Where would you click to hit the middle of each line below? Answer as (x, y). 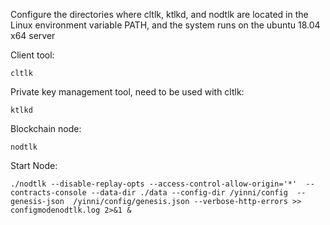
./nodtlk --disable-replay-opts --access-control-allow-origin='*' (154, 184)
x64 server (33, 35)
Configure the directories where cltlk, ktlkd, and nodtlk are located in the (159, 14)
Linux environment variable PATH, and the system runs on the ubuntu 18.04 (165, 25)
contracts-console (48, 193)
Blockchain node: (46, 128)
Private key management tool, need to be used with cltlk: (127, 92)
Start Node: (34, 165)
